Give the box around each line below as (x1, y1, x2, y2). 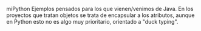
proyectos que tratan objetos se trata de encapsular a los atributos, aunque (6, 12, 195, 19)
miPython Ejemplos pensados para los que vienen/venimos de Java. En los (6, 5, 194, 12)
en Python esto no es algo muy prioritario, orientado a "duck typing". (6, 18, 179, 25)
